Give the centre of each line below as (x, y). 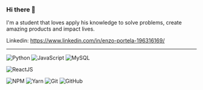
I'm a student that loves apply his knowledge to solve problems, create (94, 23)
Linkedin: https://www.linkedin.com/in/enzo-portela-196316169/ (85, 41)
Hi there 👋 (21, 10)
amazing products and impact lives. (50, 29)
